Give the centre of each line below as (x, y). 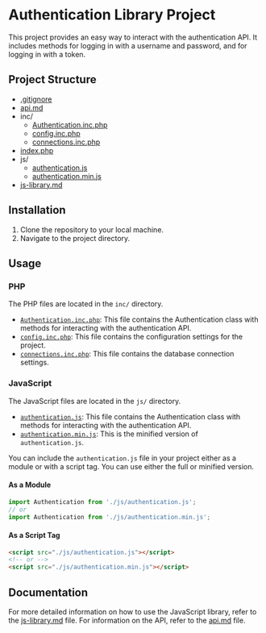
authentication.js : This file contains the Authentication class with (130, 416)
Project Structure (52, 79)
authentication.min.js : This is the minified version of (109, 434)
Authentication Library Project (112, 15)
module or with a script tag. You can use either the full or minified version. (131, 466)
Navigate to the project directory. (75, 238)
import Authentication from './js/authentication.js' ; (102, 502)
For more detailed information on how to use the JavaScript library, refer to (133, 612)
